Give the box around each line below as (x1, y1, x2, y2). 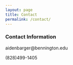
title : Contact (5, 12, 38, 17)
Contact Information (5, 33, 57, 40)
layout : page (5, 7, 33, 13)
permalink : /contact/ (5, 17, 51, 22)
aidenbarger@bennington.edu (5, 45, 68, 51)
